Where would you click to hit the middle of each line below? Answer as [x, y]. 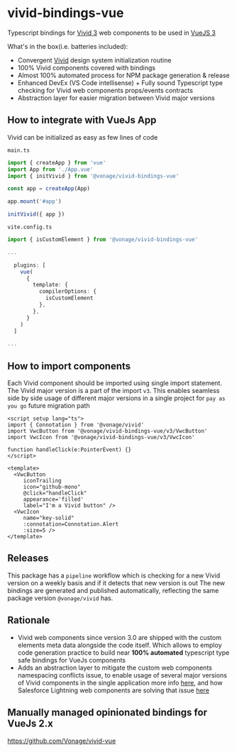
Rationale [29, 620]
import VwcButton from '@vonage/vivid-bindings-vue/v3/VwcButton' [108, 431]
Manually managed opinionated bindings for [108, 713]
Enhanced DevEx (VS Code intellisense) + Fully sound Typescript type [120, 82]
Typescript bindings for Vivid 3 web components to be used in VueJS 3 [112, 33]
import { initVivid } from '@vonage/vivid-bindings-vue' [93, 176]
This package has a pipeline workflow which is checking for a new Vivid [114, 575]
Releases [28, 558]
